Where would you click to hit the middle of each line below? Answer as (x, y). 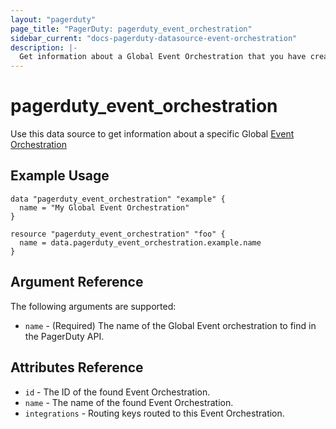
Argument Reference (77, 282)
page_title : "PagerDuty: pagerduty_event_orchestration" (131, 29)
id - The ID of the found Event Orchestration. (117, 392)
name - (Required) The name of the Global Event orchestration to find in (170, 325)
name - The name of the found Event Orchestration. (129, 402)
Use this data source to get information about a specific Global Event (152, 134)
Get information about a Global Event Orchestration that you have (163, 57)
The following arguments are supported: (93, 306)
